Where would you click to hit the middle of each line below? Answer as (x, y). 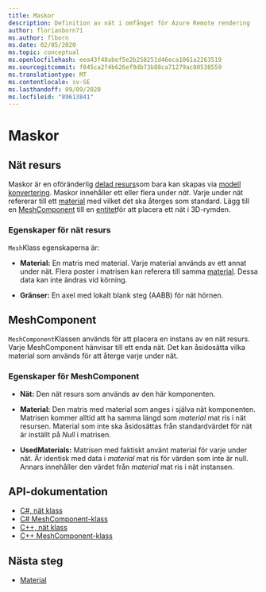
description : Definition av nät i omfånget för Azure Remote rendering (129, 23)
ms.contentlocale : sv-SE (49, 82)
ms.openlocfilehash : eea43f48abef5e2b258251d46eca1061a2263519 (115, 60)
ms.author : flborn (39, 38)
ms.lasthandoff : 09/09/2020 (55, 89)
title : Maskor (32, 15)
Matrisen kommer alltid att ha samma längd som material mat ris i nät (133, 417)
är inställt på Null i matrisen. (65, 434)
